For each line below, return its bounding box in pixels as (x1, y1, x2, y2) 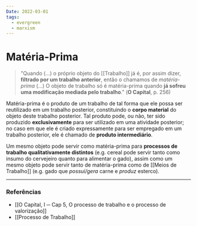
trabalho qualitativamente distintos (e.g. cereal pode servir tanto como (6, 149, 181, 156)
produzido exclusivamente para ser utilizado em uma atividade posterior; (6, 119, 185, 126)
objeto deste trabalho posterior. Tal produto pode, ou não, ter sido (6, 112, 165, 119)
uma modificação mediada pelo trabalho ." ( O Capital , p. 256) (20, 89, 171, 96)
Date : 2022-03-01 (6, 8, 49, 15)
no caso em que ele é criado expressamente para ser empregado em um (6, 125, 182, 132)
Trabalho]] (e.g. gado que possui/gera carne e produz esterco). (6, 168, 159, 175)
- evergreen (11, 19, 41, 25)
